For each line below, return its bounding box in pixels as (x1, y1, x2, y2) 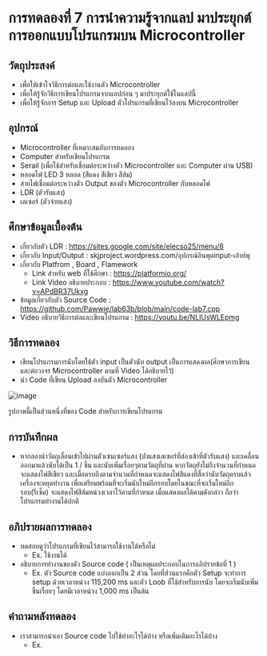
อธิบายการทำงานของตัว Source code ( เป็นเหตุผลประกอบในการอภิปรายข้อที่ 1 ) (19, 559, 237, 569)
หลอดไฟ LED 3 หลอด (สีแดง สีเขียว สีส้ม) (19, 169, 133, 179)
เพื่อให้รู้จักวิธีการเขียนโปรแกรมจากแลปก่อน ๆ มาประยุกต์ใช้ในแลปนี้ (19, 89, 197, 98)
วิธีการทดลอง (8, 336, 60, 350)
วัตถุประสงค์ (8, 58, 55, 72)
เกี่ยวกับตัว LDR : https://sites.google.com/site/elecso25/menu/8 (19, 241, 224, 251)
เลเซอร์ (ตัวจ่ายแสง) (19, 197, 73, 206)
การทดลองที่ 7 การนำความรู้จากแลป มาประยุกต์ (8, 9, 252, 27)
